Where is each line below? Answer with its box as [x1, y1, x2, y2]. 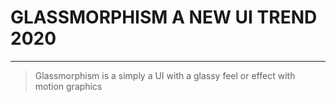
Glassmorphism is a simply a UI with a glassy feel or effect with [34, 69, 296, 81]
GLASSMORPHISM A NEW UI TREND [10, 6, 318, 29]
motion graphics [34, 80, 103, 92]
